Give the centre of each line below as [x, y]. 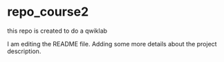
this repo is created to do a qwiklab [57, 31]
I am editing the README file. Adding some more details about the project [112, 44]
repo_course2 [48, 12]
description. [24, 51]
